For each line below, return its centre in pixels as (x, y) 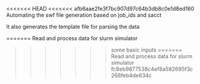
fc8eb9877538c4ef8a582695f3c (152, 69)
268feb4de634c (132, 75)
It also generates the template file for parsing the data (73, 27)
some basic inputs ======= (147, 50)
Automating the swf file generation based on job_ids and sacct (84, 15)
